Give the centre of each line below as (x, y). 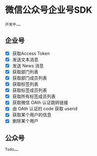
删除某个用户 (25, 121)
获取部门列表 (25, 72)
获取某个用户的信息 (32, 115)
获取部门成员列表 (30, 78)
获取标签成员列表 (30, 90)
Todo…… (12, 150)
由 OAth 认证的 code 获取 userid (45, 109)
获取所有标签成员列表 (34, 97)
